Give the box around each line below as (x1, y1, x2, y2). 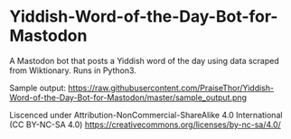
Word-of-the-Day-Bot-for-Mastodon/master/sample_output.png (9, 92, 247, 103)
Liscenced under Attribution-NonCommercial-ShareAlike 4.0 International (9, 109, 283, 120)
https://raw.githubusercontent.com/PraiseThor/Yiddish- (67, 82, 274, 93)
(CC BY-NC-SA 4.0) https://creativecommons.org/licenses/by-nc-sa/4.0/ (9, 119, 282, 130)
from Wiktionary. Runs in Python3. (9, 65, 137, 76)
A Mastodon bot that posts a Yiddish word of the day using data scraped (9, 55, 280, 66)
